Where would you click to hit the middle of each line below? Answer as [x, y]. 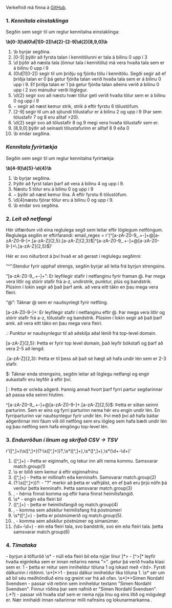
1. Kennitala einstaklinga [37, 21]
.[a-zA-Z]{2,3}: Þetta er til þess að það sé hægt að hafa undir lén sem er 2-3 [86, 358]
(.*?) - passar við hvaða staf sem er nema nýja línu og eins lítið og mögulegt [86, 595]
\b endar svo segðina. [36, 205]
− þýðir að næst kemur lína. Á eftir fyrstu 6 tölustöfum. [70, 194]
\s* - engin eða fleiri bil [37, 499]
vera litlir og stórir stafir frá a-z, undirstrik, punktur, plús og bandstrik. [79, 281]
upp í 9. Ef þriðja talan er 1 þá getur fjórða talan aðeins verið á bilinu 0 [86, 85]
